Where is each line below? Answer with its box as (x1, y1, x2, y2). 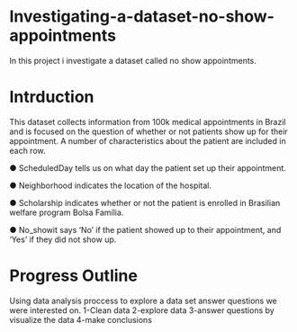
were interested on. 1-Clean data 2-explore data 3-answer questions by (9, 304, 274, 316)
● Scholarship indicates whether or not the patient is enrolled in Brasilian (9, 197, 281, 208)
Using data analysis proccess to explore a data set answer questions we (9, 295, 277, 306)
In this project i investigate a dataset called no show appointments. (9, 55, 256, 66)
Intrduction (9, 87, 94, 107)
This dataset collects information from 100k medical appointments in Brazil (9, 116, 286, 127)
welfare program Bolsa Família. (9, 207, 124, 218)
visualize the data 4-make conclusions (9, 314, 153, 325)
